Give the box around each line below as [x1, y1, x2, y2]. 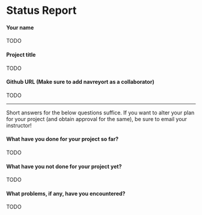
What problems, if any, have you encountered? [6, 190, 126, 197]
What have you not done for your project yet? [6, 163, 122, 170]
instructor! [6, 122, 32, 129]
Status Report [6, 4, 77, 17]
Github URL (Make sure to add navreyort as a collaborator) [6, 78, 155, 86]
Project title [6, 51, 36, 58]
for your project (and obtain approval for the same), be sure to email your [6, 115, 188, 122]
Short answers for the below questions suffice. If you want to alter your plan [6, 109, 195, 116]
